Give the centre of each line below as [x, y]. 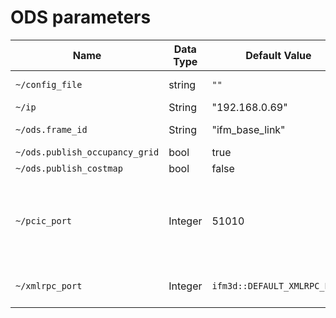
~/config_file [49, 84]
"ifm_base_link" [248, 129]
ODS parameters [81, 17]
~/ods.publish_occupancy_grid [87, 152]
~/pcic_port [44, 220]
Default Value [278, 55]
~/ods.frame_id [51, 129]
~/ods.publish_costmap [69, 168]
